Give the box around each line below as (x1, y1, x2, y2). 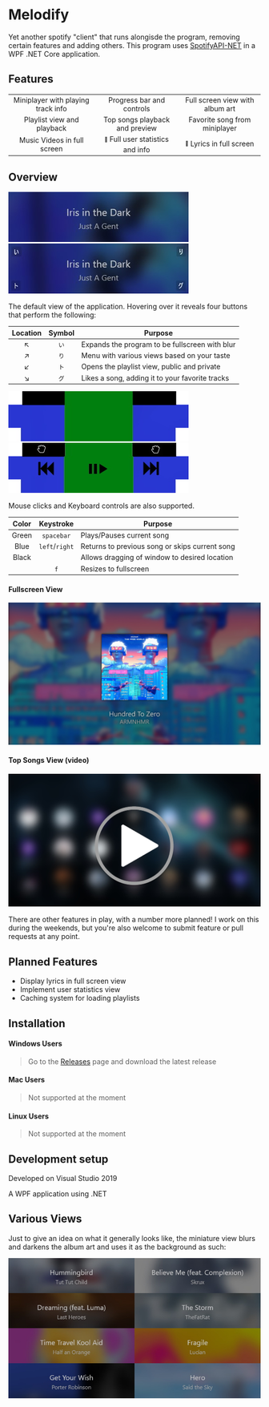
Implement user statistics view (19, 985, 121, 994)
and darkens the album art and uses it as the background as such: (8, 1242, 227, 1252)
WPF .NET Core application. (8, 49, 101, 58)
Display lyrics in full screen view (19, 976, 126, 986)
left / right (38, 542, 74, 551)
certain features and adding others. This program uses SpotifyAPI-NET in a (8, 40, 256, 50)
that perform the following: (8, 310, 97, 320)
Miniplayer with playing (13, 95, 90, 105)
